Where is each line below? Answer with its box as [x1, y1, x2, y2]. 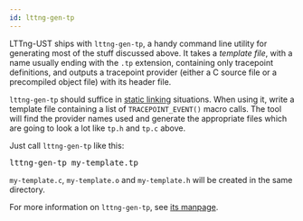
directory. [9, 184, 45, 195]
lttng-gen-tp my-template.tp [9, 157, 138, 168]
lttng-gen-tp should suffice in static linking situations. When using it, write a [9, 94, 295, 105]
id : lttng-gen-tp [9, 13, 75, 23]
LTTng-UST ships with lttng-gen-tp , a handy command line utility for [9, 38, 268, 49]
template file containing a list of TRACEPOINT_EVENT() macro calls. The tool [9, 103, 282, 114]
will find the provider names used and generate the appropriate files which [9, 113, 288, 124]
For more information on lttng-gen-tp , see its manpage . [9, 201, 219, 212]
